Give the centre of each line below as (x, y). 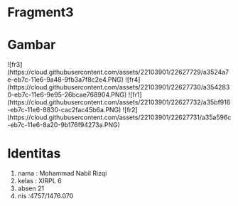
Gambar (32, 45)
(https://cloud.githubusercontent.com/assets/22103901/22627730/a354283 (119, 87)
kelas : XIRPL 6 (39, 181)
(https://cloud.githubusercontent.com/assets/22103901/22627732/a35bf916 (119, 102)
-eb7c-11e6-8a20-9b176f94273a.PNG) (64, 125)
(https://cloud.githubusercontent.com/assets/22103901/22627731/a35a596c (119, 117)
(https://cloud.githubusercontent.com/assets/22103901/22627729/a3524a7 (118, 72)
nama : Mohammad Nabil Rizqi (62, 173)
